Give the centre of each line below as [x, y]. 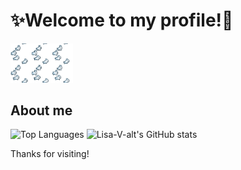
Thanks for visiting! [50, 154]
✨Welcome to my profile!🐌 [122, 20]
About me [41, 110]
